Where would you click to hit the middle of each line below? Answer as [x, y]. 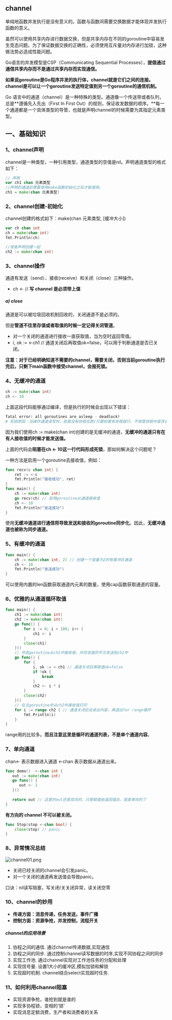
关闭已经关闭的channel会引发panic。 [52, 870]
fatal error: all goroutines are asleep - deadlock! [63, 417]
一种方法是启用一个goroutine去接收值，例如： [54, 460]
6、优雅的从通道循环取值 [36, 599]
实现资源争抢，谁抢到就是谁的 [44, 1000]
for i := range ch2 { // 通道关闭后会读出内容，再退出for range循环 [83, 710]
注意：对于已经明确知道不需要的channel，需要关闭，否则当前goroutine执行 [85, 360]
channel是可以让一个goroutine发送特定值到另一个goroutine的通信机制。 [82, 86]
